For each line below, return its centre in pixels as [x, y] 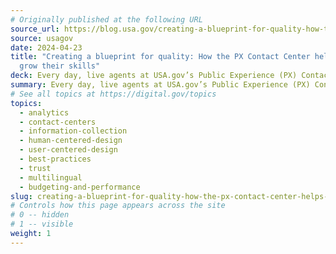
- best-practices [55, 159]
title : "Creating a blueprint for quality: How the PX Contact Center [160, 57]
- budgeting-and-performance [80, 187]
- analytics [44, 112]
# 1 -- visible [42, 224]
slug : [21, 196]
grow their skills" [60, 66]
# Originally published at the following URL [106, 19]
